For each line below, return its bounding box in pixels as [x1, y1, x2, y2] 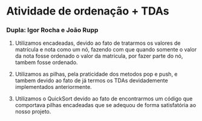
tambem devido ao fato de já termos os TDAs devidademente [15, 77, 168, 84]
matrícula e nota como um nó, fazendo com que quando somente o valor [15, 46, 197, 53]
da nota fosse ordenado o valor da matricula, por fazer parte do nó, [15, 53, 183, 60]
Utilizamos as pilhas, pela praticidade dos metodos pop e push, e [15, 71, 178, 78]
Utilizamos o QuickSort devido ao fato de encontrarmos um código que [15, 95, 193, 102]
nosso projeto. [15, 108, 51, 116]
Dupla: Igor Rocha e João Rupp [6, 26, 99, 34]
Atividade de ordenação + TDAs [6, 4, 169, 18]
